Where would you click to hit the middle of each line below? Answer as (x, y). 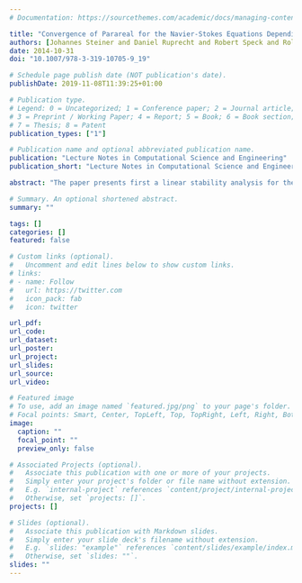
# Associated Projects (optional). (76, 465)
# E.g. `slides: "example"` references (88, 548)
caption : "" (40, 432)
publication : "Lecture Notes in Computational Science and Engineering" (148, 159)
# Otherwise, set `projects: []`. (78, 498)
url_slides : (31, 365)
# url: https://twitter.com (66, 290)
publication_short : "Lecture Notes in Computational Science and (134, 167)
